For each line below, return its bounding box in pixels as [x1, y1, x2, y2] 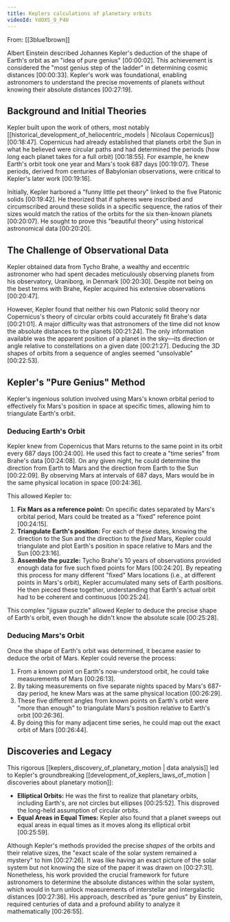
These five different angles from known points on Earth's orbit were [16, 696, 209, 705]
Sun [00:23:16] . [16, 549, 61, 557]
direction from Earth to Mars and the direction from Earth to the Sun [7, 464, 198, 472]
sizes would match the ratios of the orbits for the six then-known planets [7, 210, 213, 218]
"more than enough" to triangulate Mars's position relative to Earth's [16, 703, 211, 712]
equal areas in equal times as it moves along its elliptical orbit [16, 821, 191, 829]
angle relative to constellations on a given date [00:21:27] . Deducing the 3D [7, 342, 220, 350]
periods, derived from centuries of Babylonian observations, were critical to [7, 167, 221, 175]
